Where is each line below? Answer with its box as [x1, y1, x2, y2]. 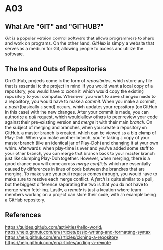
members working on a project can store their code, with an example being [5, 192, 156, 197]
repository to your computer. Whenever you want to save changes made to [5, 93, 156, 99]
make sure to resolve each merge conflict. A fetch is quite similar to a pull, [5, 176, 154, 182]
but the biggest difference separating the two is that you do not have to [5, 181, 148, 187]
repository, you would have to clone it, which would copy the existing [5, 88, 144, 94]
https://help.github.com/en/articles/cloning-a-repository [5, 234, 119, 240]
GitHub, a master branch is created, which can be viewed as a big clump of [5, 130, 156, 135]
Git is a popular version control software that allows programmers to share [5, 35, 155, 41]
